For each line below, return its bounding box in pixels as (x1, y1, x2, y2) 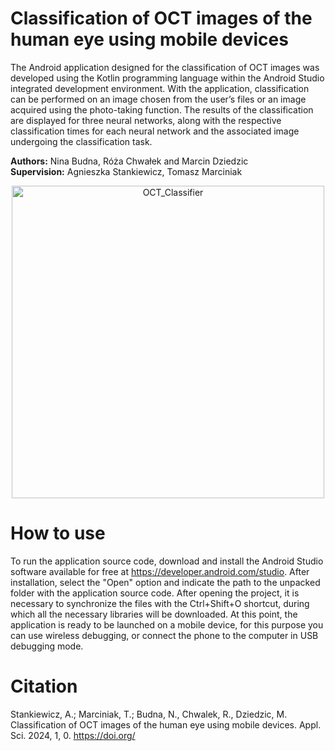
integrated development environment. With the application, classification (10, 82, 310, 94)
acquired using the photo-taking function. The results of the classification (10, 103, 314, 116)
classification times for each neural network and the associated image (10, 125, 300, 137)
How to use (10, 522, 106, 545)
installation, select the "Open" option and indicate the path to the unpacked (10, 576, 321, 588)
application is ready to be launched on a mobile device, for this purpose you (10, 618, 324, 631)
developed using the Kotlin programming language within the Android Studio (10, 72, 325, 84)
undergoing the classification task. (10, 135, 153, 147)
